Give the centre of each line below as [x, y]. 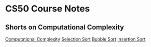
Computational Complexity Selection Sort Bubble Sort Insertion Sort [75, 39]
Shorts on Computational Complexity [65, 27]
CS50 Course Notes [48, 9]
